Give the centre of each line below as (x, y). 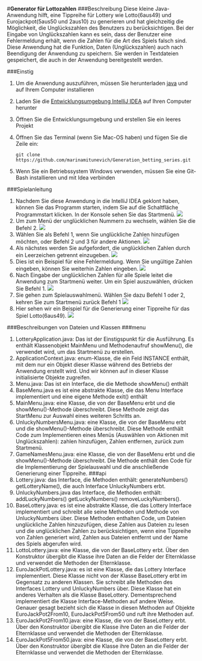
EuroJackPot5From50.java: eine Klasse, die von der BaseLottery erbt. (102, 640)
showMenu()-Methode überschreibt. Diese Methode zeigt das (92, 409)
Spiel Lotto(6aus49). (41, 316)
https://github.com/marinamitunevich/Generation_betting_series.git (103, 160)
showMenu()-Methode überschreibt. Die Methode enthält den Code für (104, 461)
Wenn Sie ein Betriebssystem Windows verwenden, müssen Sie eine (100, 171)
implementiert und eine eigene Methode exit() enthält (81, 396)
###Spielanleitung (29, 189)
